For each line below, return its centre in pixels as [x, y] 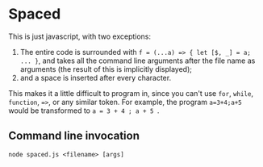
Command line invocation [74, 136]
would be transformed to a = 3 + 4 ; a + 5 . [84, 111]
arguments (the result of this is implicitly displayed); [106, 69]
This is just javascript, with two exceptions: [80, 36]
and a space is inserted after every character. [96, 77]
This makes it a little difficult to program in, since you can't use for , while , [131, 93]
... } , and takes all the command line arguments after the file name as [138, 61]
